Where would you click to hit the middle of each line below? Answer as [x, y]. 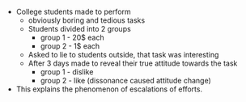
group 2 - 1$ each [70, 46]
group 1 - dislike [67, 72]
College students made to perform [73, 12]
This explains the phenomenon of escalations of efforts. [109, 89]
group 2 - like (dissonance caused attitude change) [126, 81]
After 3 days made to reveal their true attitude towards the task [133, 63]
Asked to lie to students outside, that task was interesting [123, 55]
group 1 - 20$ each [72, 37]
